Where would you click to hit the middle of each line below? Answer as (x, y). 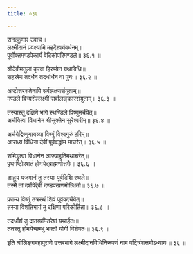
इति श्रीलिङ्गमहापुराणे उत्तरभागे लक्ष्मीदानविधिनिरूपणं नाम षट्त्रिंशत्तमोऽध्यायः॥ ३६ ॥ (96, 242)
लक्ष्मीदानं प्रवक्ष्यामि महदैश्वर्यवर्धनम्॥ (45, 47)
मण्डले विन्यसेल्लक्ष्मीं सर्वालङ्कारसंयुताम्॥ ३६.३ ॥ (61, 99)
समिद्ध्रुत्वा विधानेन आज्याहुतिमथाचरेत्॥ (48, 155)
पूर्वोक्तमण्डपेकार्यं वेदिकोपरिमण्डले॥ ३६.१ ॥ (54, 55)
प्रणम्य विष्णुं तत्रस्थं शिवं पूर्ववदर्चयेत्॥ (46, 199)
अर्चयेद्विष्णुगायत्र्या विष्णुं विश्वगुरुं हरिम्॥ (48, 134)
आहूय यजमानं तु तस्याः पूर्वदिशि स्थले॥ (48, 177)
